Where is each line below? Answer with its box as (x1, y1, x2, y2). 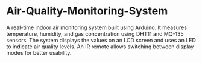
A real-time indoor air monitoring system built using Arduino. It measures (6, 24, 187, 31)
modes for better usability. (6, 49, 72, 56)
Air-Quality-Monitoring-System (6, 4, 168, 18)
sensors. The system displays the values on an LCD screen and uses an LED (6, 36, 196, 44)
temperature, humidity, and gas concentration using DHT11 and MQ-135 (6, 30, 184, 37)
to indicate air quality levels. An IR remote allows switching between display (6, 43, 194, 50)
